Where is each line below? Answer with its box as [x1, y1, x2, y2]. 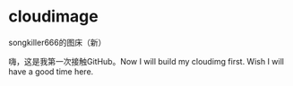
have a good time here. [8, 65, 94, 77]
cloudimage [8, 6, 99, 27]
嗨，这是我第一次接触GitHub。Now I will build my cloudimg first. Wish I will [8, 56, 284, 66]
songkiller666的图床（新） [8, 37, 107, 47]
